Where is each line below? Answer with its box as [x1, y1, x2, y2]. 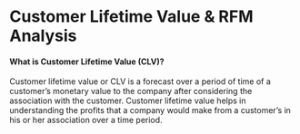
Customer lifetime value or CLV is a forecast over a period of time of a [9, 76, 271, 87]
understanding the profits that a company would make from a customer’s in [9, 105, 291, 116]
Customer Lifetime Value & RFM [9, 6, 254, 27]
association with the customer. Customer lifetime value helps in [9, 95, 246, 106]
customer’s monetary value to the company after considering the [9, 86, 253, 97]
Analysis [9, 25, 77, 46]
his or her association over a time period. [9, 115, 163, 126]
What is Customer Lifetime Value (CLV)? [9, 56, 165, 67]
